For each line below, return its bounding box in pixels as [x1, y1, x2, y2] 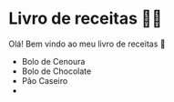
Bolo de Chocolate [21, 66, 92, 76]
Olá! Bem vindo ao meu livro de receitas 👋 [8, 38, 166, 49]
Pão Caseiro [21, 75, 68, 86]
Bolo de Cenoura [21, 56, 86, 66]
